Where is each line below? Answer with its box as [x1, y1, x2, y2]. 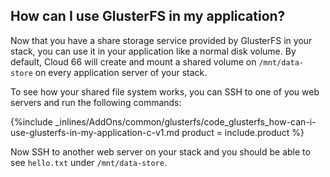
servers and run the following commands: [10, 96, 182, 108]
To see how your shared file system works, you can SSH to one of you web [10, 85, 320, 98]
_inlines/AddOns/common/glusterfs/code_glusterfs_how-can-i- [54, 115, 317, 128]
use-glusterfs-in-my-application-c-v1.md [10, 126, 180, 138]
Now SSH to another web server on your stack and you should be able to [10, 145, 311, 158]
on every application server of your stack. [34, 66, 208, 78]
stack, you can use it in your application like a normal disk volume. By [10, 45, 297, 57]
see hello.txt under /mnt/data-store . [10, 156, 167, 168]
